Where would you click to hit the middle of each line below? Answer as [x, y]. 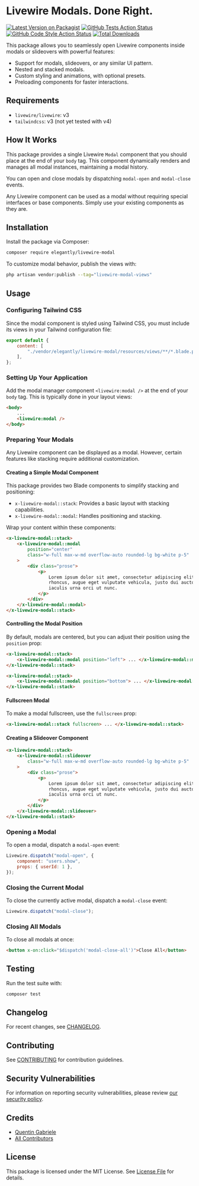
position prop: [24, 643]
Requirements [33, 101]
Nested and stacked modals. [49, 69]
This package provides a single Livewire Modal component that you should [97, 154]
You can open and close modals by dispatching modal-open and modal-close [99, 178]
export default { [28, 340]
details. [15, 1178]
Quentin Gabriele [35, 1132]
